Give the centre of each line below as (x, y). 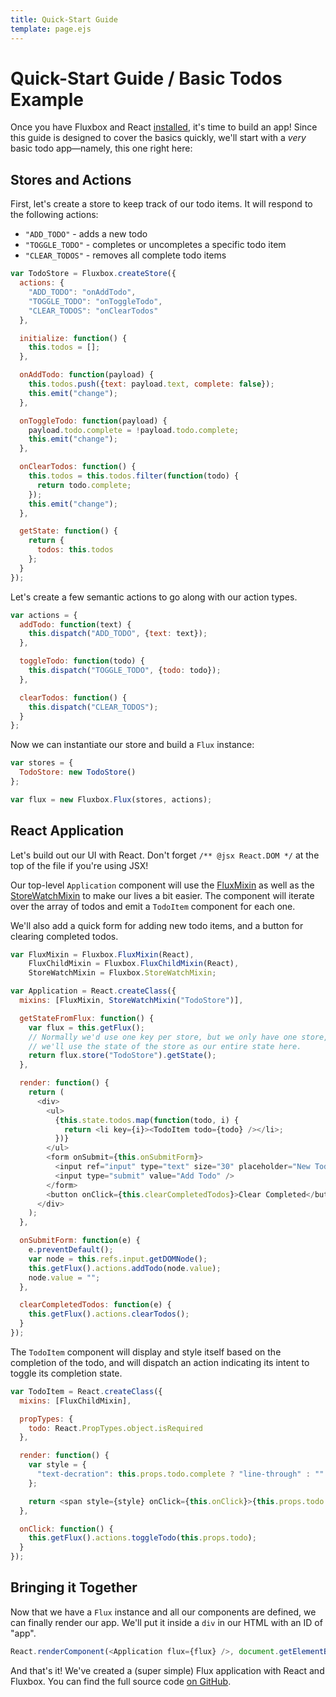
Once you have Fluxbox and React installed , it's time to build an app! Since (164, 127)
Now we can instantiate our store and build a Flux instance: (132, 745)
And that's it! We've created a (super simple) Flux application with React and (167, 1670)
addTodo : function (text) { (75, 624)
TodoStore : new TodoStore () (78, 772)
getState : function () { (68, 531)
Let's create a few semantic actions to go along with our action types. (154, 597)
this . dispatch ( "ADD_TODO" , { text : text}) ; (118, 634)
